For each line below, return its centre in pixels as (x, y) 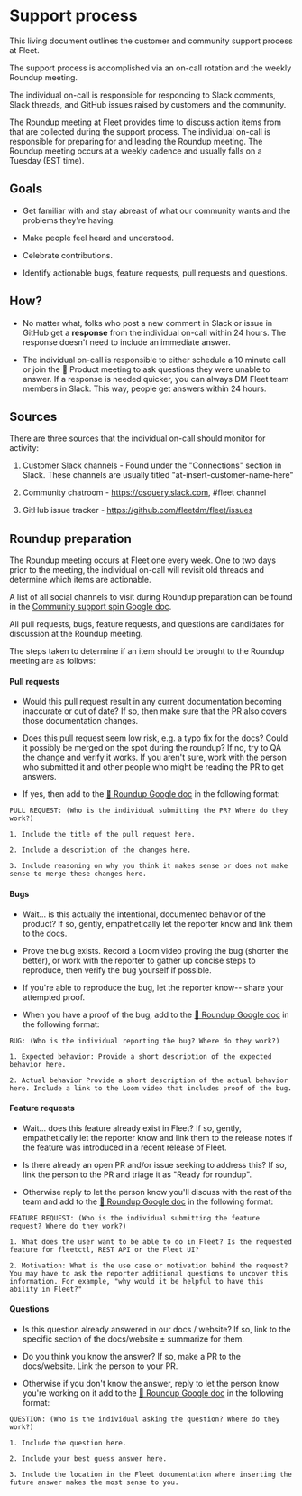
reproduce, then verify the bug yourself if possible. (117, 970)
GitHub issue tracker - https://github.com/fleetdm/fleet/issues (137, 510)
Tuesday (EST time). (47, 160)
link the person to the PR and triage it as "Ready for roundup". (137, 1174)
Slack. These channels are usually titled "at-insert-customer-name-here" (158, 475)
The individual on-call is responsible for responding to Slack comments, (143, 95)
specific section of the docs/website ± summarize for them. (133, 1339)
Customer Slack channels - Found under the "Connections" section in (152, 465)
